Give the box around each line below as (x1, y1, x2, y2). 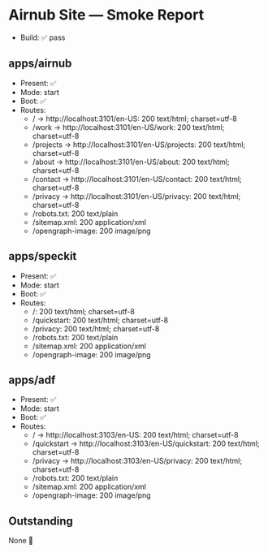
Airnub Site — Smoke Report (8, 6, 205, 24)
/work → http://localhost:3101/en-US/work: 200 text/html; (32, 122, 225, 132)
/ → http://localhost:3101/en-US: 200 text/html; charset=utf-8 (32, 114, 237, 123)
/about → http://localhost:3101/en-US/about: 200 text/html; (32, 157, 230, 166)
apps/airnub (8, 57, 72, 71)
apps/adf (8, 373, 56, 387)
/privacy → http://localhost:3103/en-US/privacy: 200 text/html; (32, 456, 242, 466)
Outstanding (8, 514, 73, 528)
